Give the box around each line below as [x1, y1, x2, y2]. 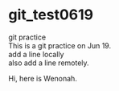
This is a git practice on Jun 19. [8, 40, 111, 50]
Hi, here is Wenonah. [8, 73, 78, 83]
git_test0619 [8, 6, 94, 24]
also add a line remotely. [8, 58, 90, 68]
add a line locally [8, 49, 64, 59]
